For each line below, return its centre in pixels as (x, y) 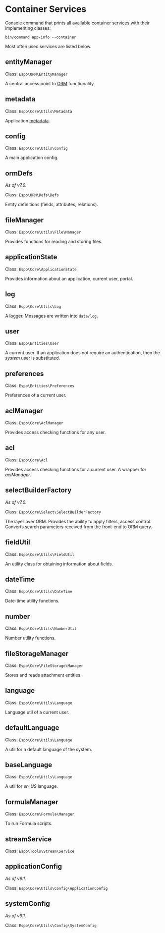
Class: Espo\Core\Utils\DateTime (39, 591)
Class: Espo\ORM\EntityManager (36, 74)
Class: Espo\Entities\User (32, 343)
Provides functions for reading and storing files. (54, 242)
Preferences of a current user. (36, 395)
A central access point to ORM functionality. (50, 83)
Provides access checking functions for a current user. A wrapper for (76, 469)
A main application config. (32, 158)
